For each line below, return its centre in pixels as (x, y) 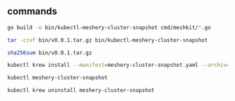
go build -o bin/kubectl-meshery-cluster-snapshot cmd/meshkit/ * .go (109, 27)
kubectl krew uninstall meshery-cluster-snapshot (81, 91)
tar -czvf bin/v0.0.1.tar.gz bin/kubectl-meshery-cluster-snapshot (108, 40)
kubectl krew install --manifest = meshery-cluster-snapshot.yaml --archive (119, 65)
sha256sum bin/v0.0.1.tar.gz (50, 53)
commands (32, 11)
